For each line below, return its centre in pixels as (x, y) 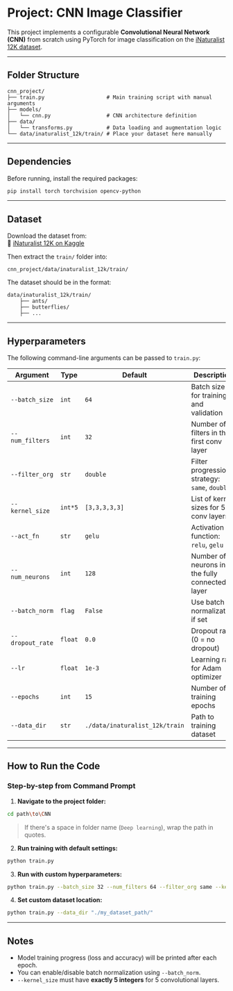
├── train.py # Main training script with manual (110, 97)
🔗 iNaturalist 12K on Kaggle (46, 243)
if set (199, 620)
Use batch (208, 603)
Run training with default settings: (67, 848)
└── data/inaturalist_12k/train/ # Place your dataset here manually (110, 133)
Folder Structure (43, 75)
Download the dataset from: (47, 236)
